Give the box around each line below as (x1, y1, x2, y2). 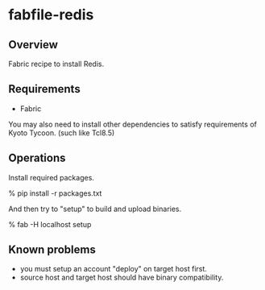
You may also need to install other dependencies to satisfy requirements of (8, 119, 258, 129)
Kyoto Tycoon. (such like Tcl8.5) (8, 127, 115, 138)
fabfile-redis (8, 6, 94, 24)
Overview (8, 38, 59, 52)
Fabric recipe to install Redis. (8, 59, 105, 68)
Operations (8, 151, 66, 165)
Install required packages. (8, 172, 95, 182)
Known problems (8, 243, 97, 257)
